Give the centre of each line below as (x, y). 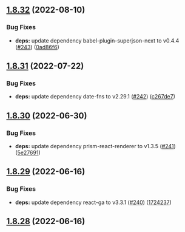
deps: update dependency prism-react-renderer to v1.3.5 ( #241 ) (95, 146)
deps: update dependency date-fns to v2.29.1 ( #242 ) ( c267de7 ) (95, 97)
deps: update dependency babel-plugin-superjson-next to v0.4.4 (97, 40)
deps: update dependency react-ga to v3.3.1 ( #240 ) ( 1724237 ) (93, 202)
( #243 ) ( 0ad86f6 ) (37, 47)
